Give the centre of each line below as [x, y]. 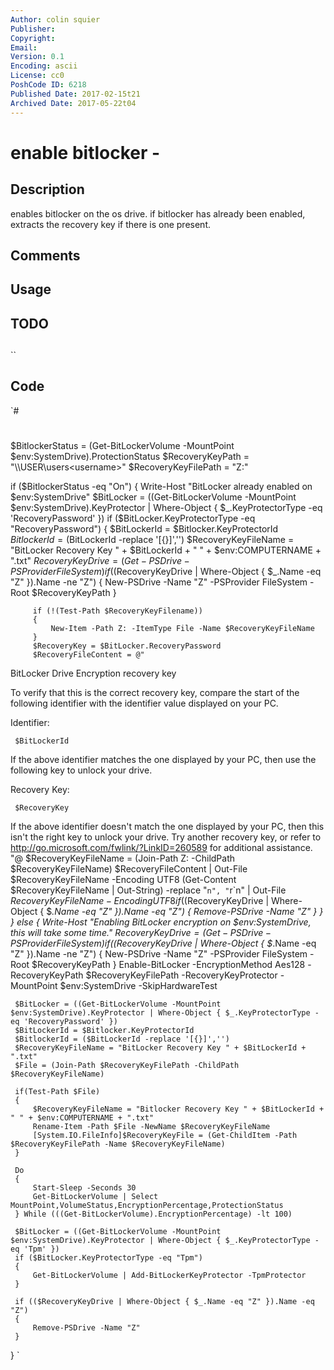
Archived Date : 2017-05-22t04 [73, 103]
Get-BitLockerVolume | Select [95, 1197]
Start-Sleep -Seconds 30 [84, 1188]
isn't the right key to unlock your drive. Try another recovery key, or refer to [166, 837]
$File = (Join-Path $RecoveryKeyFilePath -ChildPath [127, 1066]
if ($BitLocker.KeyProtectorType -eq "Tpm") [108, 1258]
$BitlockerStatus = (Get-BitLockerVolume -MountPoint [122, 446]
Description [47, 189]
